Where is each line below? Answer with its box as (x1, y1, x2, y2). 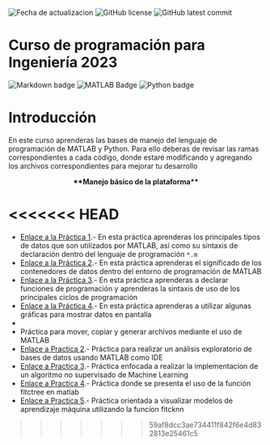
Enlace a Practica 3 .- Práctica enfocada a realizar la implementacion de (19, 361, 259, 370)
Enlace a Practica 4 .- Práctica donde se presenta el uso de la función (19, 378, 251, 388)
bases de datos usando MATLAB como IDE (19, 353, 163, 362)
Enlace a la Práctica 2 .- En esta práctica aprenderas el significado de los (19, 258, 262, 267)
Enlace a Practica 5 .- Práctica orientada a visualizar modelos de (19, 396, 233, 405)
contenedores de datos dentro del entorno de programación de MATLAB (19, 266, 262, 276)
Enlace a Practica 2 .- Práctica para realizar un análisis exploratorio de (19, 344, 253, 353)
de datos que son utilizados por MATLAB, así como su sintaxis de (19, 240, 238, 250)
